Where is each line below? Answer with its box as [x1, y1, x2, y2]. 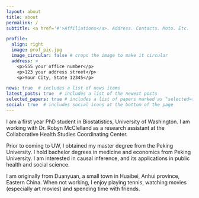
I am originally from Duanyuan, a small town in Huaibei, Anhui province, [6, 173, 180, 180]
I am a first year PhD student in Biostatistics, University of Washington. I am [6, 118, 191, 125]
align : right [11, 41, 44, 47]
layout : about [6, 8, 41, 15]
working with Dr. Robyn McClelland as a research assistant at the [6, 124, 165, 131]
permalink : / [6, 20, 38, 25]
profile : [6, 36, 28, 42]
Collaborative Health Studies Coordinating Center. [6, 130, 128, 138]
